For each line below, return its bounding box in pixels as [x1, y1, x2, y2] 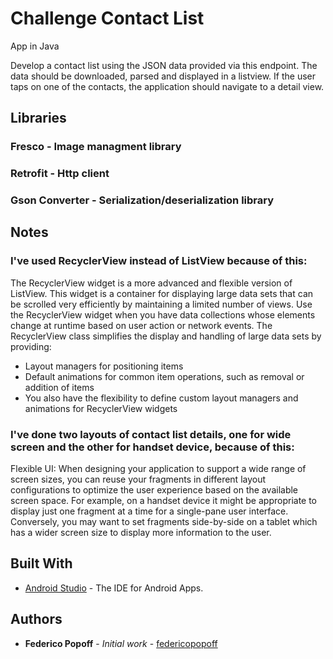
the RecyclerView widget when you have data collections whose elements [10, 308, 316, 321]
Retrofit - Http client [10, 167, 110, 181]
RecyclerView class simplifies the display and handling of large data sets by [10, 330, 322, 342]
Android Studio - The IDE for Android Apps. [24, 582, 204, 594]
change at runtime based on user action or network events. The [10, 319, 273, 331]
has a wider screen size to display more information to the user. [10, 527, 272, 539]
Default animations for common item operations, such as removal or [24, 370, 305, 382]
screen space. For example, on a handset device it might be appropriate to [10, 495, 318, 507]
